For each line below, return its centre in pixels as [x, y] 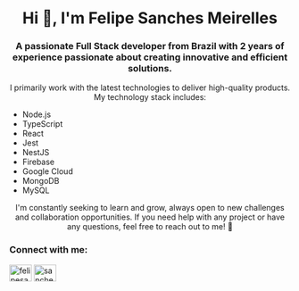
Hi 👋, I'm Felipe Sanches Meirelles [150, 18]
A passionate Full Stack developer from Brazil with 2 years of [150, 46]
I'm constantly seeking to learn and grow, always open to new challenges [150, 208]
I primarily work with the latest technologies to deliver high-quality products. [150, 87]
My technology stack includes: [150, 97]
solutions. [150, 69]
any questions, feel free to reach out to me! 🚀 [150, 227]
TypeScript [42, 124]
